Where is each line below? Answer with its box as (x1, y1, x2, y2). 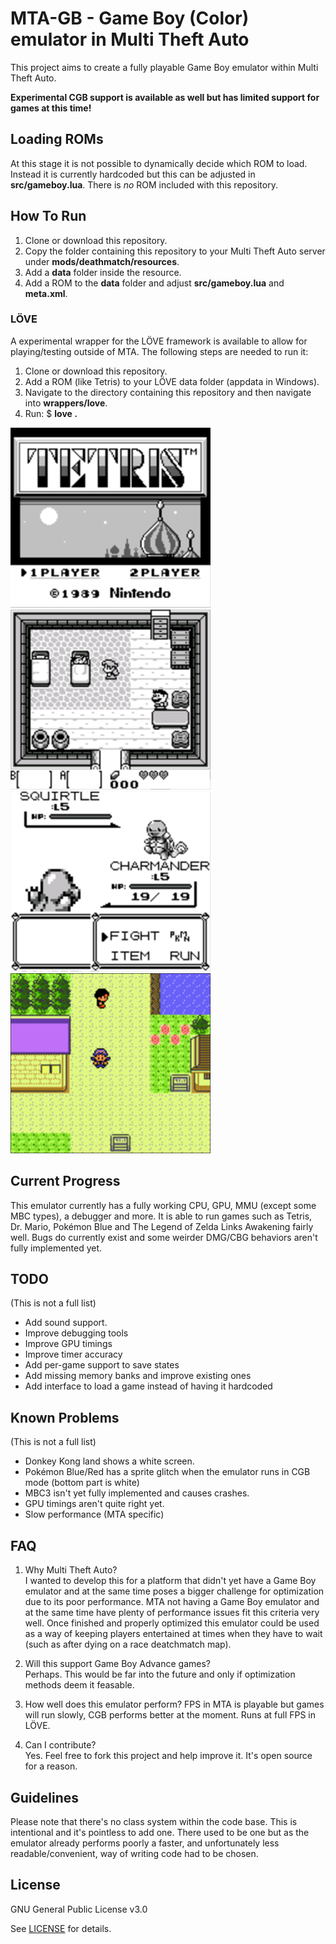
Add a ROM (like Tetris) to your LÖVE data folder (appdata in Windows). (24, 375, 320, 387)
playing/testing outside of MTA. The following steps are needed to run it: (10, 345, 309, 357)
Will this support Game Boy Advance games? (24, 1658, 211, 1670)
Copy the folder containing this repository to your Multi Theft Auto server (24, 245, 326, 257)
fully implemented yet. (10, 1242, 103, 1254)
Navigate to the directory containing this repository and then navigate (24, 386, 312, 398)
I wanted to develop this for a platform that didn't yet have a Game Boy (24, 1575, 317, 1587)
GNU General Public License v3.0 (10, 1903, 148, 1915)
